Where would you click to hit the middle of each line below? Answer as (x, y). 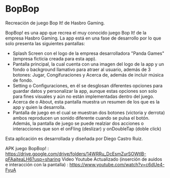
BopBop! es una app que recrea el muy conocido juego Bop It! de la (76, 32)
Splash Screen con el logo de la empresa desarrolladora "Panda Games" (88, 53)
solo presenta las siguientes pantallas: (45, 43)
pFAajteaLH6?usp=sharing (33, 159)
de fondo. (23, 80)
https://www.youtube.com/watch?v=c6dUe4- (117, 164)
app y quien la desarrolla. (39, 107)
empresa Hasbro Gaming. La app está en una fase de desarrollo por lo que (83, 38)
